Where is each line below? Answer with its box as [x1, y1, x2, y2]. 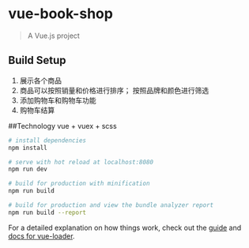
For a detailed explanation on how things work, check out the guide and [8, 223, 242, 232]
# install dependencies [8, 136, 87, 145]
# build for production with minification [8, 179, 150, 188]
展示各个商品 [19, 76, 62, 85]
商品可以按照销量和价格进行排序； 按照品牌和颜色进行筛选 [19, 85, 209, 95]
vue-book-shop [8, 5, 113, 23]
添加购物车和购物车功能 [19, 96, 96, 105]
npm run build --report [8, 209, 87, 216]
